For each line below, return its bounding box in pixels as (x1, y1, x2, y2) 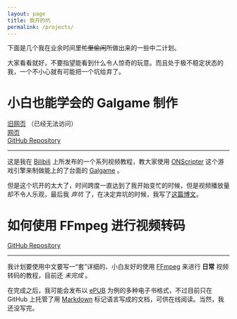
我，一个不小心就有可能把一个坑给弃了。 (7, 68, 125, 76)
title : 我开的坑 (7, 17, 51, 24)
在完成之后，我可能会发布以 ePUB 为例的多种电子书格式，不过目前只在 (7, 287, 213, 295)
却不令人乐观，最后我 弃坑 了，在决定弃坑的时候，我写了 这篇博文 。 (7, 190, 202, 198)
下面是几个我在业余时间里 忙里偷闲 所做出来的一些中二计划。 (7, 44, 181, 52)
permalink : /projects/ (7, 23, 74, 30)
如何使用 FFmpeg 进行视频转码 (7, 217, 186, 234)
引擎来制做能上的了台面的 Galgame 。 (13, 167, 123, 175)
